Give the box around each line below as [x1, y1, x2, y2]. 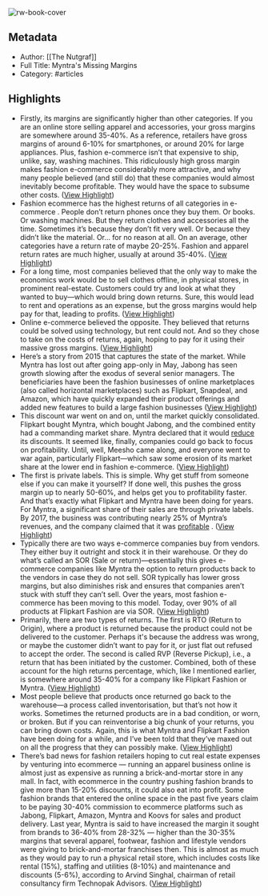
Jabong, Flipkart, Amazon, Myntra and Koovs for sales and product [19, 810, 242, 820]
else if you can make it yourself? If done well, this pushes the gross [19, 478, 242, 488]
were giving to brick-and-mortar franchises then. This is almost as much [19, 844, 258, 854]
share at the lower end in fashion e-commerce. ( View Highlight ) [19, 462, 230, 471]
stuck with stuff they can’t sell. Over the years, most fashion [19, 589, 218, 599]
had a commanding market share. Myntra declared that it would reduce [19, 428, 254, 438]
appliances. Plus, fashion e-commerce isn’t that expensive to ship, [19, 147, 239, 157]
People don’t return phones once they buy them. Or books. [61, 206, 256, 216]
